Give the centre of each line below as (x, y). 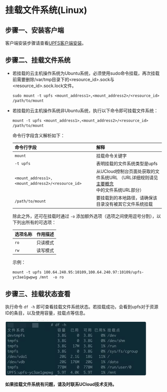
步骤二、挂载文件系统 (38, 60)
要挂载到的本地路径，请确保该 (127, 198)
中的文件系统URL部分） (120, 190)
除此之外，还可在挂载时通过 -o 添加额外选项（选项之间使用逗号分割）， (84, 216)
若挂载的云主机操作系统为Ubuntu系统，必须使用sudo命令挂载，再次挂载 (86, 73)
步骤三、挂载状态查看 (38, 294)
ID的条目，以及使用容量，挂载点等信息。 (46, 313)
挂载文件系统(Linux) (46, 10)
